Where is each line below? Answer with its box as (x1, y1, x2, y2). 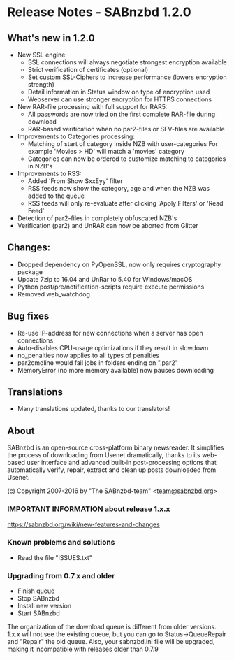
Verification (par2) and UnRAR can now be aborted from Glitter (17, 222, 198, 229)
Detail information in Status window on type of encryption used (27, 88, 210, 96)
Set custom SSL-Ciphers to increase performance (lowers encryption (27, 73, 227, 81)
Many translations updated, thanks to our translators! (17, 405, 170, 413)
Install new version (17, 602, 72, 610)
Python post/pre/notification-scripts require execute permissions (17, 282, 205, 291)
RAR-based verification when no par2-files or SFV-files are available (27, 125, 225, 133)
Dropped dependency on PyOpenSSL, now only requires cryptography (17, 260, 221, 268)
